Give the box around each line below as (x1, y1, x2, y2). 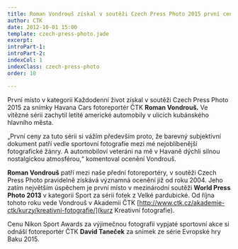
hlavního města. (7, 118, 54, 126)
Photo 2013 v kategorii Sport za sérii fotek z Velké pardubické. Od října (7, 191, 215, 199)
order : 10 (7, 70, 37, 77)
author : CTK (7, 17, 42, 24)
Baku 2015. (7, 235, 40, 243)
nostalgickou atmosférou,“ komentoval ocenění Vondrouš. (7, 154, 177, 163)
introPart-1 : (7, 43, 46, 50)
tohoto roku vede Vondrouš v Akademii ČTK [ (7, 198, 140, 206)
